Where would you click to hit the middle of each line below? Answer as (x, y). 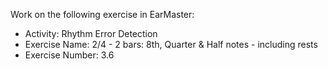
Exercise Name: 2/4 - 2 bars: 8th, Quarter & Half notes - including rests (171, 44)
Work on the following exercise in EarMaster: (102, 14)
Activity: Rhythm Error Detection (91, 33)
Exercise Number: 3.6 (69, 55)
